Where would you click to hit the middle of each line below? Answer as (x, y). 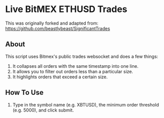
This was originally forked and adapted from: (52, 23)
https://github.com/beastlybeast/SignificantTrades (58, 28)
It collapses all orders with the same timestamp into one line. (75, 66)
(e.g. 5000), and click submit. (43, 110)
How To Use (24, 93)
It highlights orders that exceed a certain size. (60, 77)
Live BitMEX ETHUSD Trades (66, 9)
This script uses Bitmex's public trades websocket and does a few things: (82, 56)
